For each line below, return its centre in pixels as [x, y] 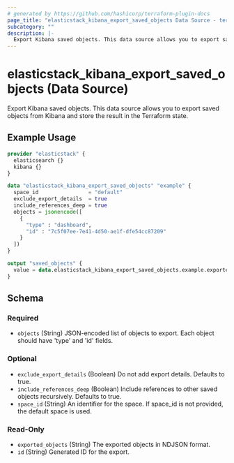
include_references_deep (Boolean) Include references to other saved [117, 389]
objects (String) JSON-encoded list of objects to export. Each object [116, 333]
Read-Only [26, 429]
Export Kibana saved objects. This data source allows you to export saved [113, 108]
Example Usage [42, 138]
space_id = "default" [68, 193]
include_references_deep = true [61, 205]
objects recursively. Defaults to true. [69, 396]
